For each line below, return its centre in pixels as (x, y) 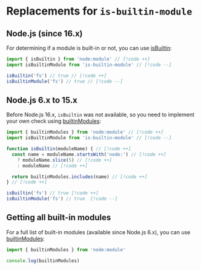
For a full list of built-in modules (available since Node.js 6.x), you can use (98, 232)
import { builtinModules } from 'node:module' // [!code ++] (85, 132)
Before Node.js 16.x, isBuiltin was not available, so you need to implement (100, 115)
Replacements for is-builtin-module (99, 11)
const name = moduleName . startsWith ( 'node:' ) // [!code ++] (89, 154)
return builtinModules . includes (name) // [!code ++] (80, 177)
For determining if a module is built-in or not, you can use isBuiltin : (89, 48)
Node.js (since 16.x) (44, 34)
